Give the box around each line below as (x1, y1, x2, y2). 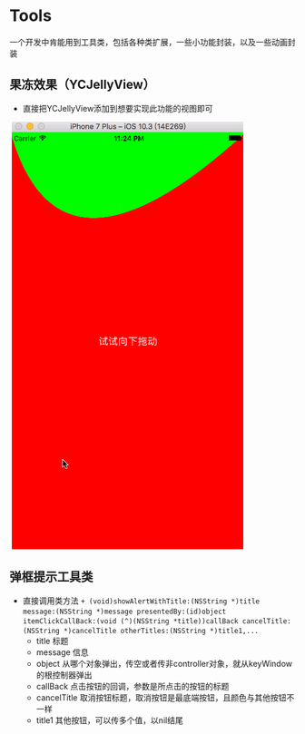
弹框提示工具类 (9, 569, 93, 585)
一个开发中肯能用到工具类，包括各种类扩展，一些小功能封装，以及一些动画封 (9, 36, 296, 47)
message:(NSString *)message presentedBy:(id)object (22, 607, 227, 616)
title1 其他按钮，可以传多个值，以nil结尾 (35, 714, 183, 726)
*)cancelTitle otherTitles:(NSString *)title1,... (63, 626, 260, 635)
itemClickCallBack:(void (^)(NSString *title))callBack (22, 616, 239, 626)
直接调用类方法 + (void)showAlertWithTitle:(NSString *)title (22, 595, 261, 606)
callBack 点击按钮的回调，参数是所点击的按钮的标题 (35, 680, 230, 691)
